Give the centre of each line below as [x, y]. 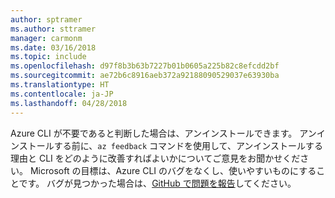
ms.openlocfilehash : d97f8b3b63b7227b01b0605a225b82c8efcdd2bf [145, 66]
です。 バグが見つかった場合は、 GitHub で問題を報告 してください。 [157, 183]
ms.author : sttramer [53, 29]
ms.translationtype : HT [60, 85]
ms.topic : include [48, 57]
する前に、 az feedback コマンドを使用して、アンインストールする [188, 145]
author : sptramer [46, 19]
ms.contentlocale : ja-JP [62, 94]
